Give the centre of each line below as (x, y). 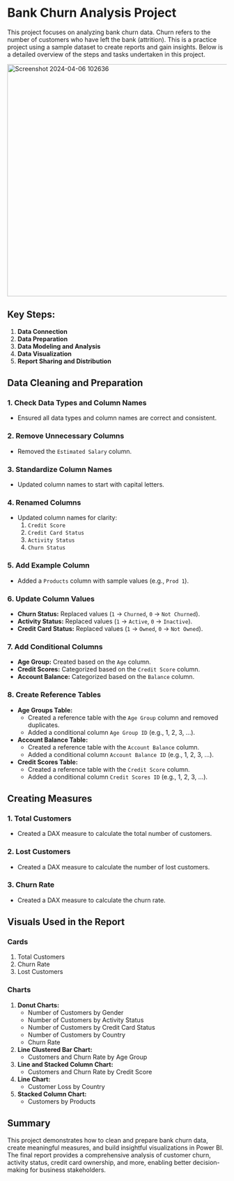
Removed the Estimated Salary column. (75, 451)
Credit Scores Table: (47, 762)
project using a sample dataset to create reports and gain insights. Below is (115, 47)
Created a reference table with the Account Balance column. (114, 747)
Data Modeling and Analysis (59, 346)
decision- (206, 1162)
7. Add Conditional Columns (55, 646)
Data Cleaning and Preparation (75, 383)
